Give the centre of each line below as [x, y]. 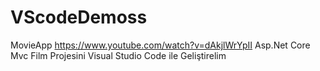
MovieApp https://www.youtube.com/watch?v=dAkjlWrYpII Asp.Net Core [160, 45]
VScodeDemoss [79, 17]
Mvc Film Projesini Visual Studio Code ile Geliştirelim [118, 55]
